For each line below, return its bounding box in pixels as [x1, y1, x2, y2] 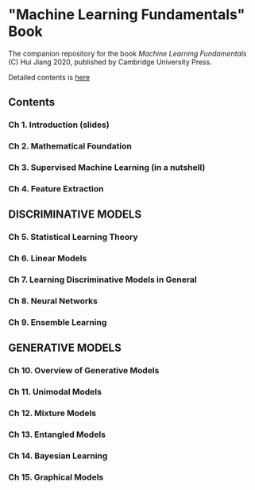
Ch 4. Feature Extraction [8, 183, 104, 195]
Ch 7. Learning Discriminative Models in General [8, 274, 197, 285]
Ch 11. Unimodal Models [8, 387, 102, 398]
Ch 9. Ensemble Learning [8, 317, 107, 328]
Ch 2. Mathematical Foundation [8, 141, 133, 152]
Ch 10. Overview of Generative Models [8, 365, 160, 376]
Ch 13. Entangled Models [8, 429, 106, 440]
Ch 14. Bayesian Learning [8, 450, 108, 461]
